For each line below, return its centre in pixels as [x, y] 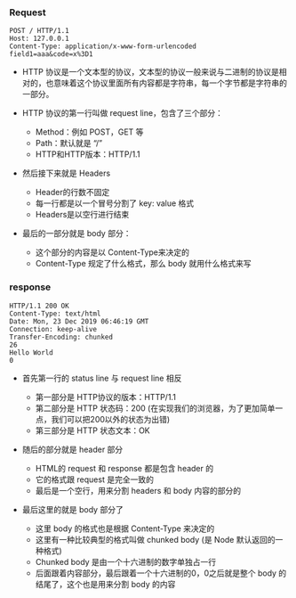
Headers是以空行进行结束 [82, 215]
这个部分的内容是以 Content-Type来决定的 [112, 252]
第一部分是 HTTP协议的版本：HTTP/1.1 [105, 397]
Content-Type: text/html [55, 314]
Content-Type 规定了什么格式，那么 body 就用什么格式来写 [143, 264]
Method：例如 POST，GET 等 [89, 132]
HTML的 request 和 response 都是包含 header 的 [124, 468]
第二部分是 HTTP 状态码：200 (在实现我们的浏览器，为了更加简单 [155, 408]
